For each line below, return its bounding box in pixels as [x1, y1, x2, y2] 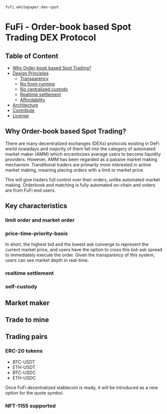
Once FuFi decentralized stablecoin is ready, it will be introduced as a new [5, 385, 158, 391]
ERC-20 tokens [5, 348, 43, 355]
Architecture [12, 102, 38, 108]
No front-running [19, 81, 55, 87]
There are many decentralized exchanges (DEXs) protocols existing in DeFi [5, 140, 160, 146]
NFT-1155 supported [5, 402, 56, 409]
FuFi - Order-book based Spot [5, 21, 131, 32]
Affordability [19, 97, 45, 102]
